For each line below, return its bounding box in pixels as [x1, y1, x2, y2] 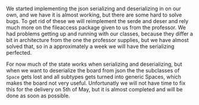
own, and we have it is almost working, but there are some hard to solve [6, 11, 182, 18]
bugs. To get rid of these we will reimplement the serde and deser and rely [6, 18, 189, 24]
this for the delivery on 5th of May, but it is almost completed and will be [6, 86, 183, 93]
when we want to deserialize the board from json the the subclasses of [6, 67, 180, 74]
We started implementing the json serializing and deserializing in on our [6, 5, 181, 12]
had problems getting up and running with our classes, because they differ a [6, 30, 193, 37]
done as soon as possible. [6, 92, 70, 99]
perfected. [6, 49, 32, 56]
